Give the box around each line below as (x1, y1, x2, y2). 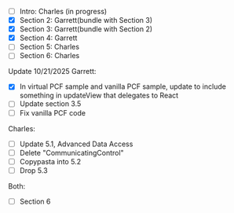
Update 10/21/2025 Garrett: (8, 67, 97, 76)
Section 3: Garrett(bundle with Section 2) (19, 24, 153, 34)
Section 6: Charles (19, 51, 80, 61)
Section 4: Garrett (19, 33, 78, 42)
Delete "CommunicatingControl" (19, 148, 124, 157)
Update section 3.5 (19, 99, 82, 108)
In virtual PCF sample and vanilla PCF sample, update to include (19, 82, 226, 91)
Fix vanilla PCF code (19, 108, 86, 117)
